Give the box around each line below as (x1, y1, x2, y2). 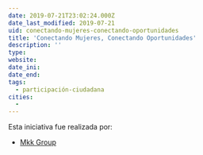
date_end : (8, 71, 41, 79)
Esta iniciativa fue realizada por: (8, 122, 113, 132)
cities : (8, 93, 34, 101)
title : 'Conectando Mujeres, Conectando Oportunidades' (8, 33, 197, 42)
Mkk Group (19, 138, 57, 147)
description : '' (8, 41, 62, 49)
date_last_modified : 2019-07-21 (8, 19, 115, 27)
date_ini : (8, 64, 41, 72)
